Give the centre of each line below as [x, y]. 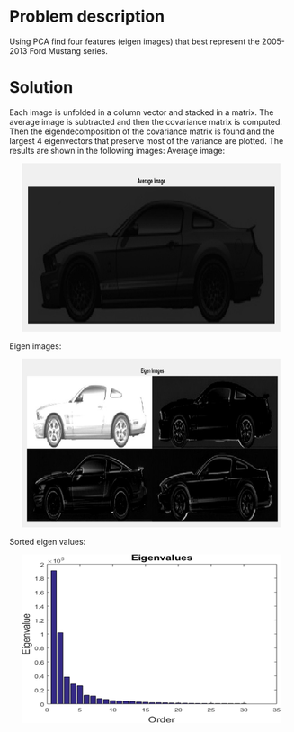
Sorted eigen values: [48, 541]
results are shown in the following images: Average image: [117, 150]
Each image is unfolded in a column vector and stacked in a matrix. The [142, 112]
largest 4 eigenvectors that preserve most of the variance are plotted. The [147, 140]
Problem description [87, 17]
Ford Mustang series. [68, 50]
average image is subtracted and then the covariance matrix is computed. [146, 121]
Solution [41, 88]
